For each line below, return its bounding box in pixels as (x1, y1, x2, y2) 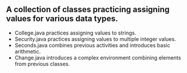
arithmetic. (14, 48, 41, 55)
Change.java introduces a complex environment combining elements (14, 54, 181, 61)
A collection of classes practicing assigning (6, 5, 170, 15)
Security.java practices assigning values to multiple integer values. (14, 35, 176, 43)
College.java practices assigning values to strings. (14, 29, 136, 36)
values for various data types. (6, 14, 119, 24)
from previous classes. (14, 60, 70, 67)
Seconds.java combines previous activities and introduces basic (14, 41, 171, 48)
